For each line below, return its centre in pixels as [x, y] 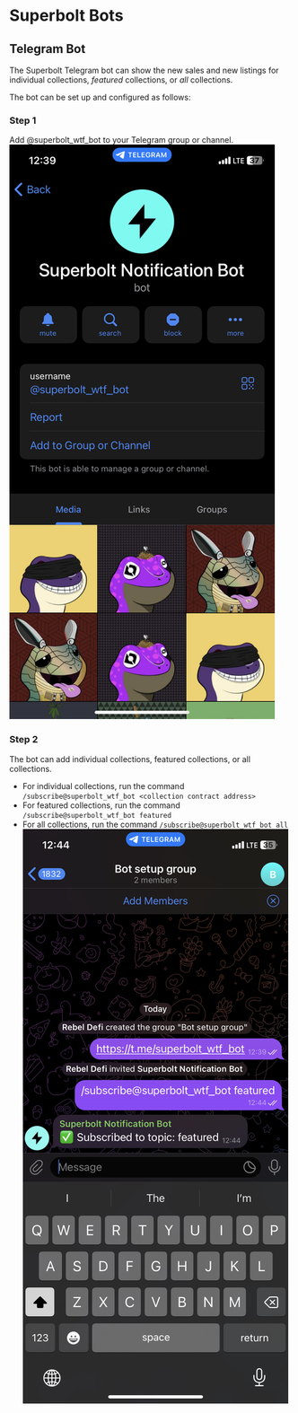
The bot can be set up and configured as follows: [100, 97]
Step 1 [23, 120]
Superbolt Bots [66, 16]
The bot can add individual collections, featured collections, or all [130, 759]
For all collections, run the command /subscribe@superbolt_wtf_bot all [155, 824]
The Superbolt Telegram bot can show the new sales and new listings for [145, 70]
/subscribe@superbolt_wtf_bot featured [97, 815]
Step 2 [24, 740]
